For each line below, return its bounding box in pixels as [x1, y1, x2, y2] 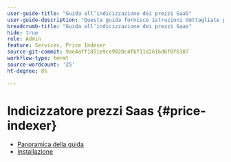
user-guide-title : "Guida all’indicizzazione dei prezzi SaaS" [7, 10, 192, 17]
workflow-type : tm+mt [7, 55, 69, 62]
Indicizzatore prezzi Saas [7, 103, 155, 119]
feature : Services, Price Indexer [7, 42, 107, 49]
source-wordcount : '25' [7, 61, 76, 68]
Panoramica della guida [16, 140, 84, 148]
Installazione [16, 148, 54, 156]
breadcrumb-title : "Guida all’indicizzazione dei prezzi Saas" [7, 23, 192, 30]
